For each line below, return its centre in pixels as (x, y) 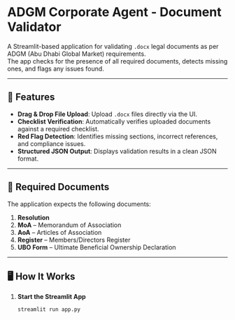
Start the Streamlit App (51, 297)
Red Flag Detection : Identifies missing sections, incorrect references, (117, 136)
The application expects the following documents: (79, 204)
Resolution (34, 217)
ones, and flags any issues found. (56, 68)
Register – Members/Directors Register (74, 240)
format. (28, 159)
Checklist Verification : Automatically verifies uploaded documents (114, 121)
